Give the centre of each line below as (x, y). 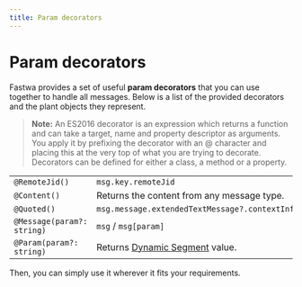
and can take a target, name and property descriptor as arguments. (156, 133)
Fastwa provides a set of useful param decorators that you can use (135, 87)
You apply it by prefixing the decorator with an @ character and (149, 143)
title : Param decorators (56, 18)
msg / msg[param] (130, 226)
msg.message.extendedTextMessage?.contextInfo (197, 209)
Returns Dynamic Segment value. (166, 247)
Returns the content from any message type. (190, 195)
